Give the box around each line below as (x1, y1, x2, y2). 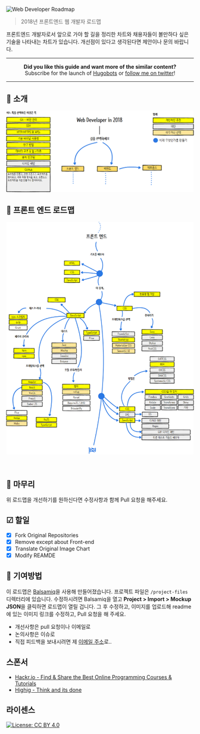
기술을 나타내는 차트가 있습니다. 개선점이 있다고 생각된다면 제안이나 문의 (6, 38, 173, 45)
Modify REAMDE (14, 552, 56, 559)
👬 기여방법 (6, 571, 43, 581)
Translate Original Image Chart (14, 545, 90, 552)
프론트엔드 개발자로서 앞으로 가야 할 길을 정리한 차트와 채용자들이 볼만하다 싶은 (6, 30, 189, 38)
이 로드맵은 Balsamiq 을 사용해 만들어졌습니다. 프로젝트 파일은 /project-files (6, 588, 188, 595)
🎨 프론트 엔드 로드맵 (6, 205, 75, 215)
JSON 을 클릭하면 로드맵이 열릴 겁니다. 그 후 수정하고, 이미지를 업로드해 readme (6, 603, 192, 610)
